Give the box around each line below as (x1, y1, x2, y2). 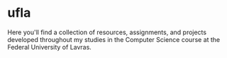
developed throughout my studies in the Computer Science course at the (7, 35, 221, 43)
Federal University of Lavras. (7, 43, 92, 51)
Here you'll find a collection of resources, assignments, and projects (7, 28, 207, 36)
